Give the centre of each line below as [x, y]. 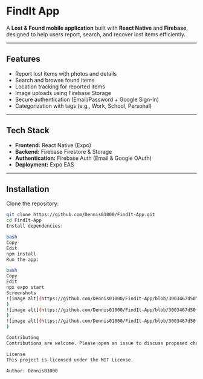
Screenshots [21, 293]
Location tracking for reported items [60, 87]
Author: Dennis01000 [32, 371]
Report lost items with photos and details [66, 73]
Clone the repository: [33, 203]
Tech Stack [28, 130]
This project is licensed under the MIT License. [70, 360]
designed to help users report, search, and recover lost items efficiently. [96, 34]
